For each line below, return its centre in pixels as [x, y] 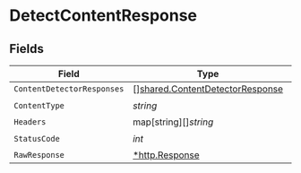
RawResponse [39, 155]
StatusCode [37, 138]
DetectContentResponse [103, 16]
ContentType [39, 105]
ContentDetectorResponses [69, 89]
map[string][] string [173, 122]
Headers [30, 122]
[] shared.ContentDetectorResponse [208, 89]
